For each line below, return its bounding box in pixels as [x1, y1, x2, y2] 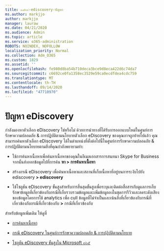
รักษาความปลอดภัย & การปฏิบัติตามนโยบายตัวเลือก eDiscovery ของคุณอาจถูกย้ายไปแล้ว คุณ [5, 133, 158, 139]
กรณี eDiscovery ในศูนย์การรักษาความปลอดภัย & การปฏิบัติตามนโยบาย [12, 230, 132, 236]
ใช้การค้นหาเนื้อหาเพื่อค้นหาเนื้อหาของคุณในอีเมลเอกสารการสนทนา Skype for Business [12, 153, 159, 160]
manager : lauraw [5, 21, 38, 26]
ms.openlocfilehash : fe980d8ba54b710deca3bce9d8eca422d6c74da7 [5, 67, 137, 72]
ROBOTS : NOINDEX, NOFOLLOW [5, 44, 60, 49]
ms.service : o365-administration [5, 39, 73, 44]
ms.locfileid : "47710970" [5, 89, 58, 94]
